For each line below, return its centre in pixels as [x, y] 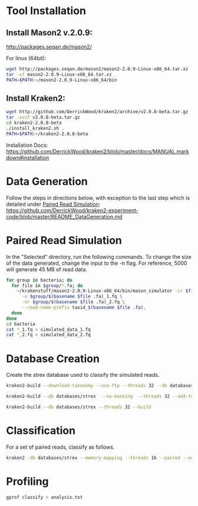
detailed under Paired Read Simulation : [53, 204]
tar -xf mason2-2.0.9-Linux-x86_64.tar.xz [59, 74]
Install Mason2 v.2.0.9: [49, 33]
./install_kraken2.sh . [35, 129]
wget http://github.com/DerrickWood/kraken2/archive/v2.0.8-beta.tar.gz [97, 112]
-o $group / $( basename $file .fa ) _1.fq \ [72, 297]
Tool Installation [46, 11]
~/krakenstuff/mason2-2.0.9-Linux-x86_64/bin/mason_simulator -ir [100, 291]
